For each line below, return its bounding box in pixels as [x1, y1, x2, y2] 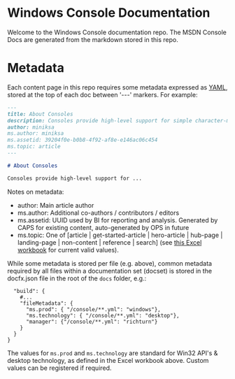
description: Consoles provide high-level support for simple [7, 117, 192, 124]
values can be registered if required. [7, 364, 112, 372]
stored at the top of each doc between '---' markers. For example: [7, 90, 198, 99]
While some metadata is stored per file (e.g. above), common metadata [7, 259, 212, 267]
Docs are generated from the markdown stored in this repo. [7, 35, 178, 43]
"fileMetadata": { [20, 299, 73, 307]
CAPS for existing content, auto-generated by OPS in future [17, 223, 190, 231]
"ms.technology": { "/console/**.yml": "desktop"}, [25, 312, 180, 319]
